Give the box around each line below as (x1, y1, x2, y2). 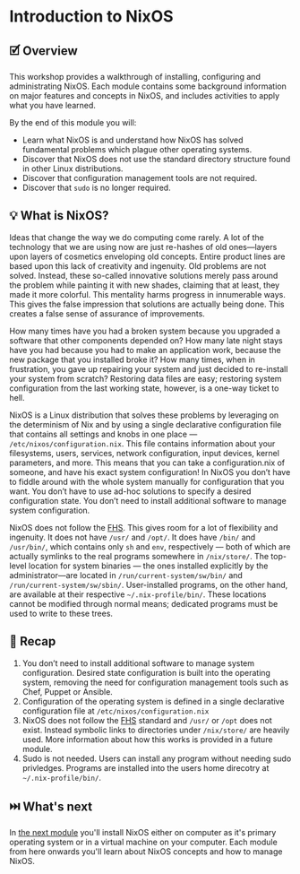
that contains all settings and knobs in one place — (9, 428, 198, 439)
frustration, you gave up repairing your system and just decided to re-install (9, 363, 288, 374)
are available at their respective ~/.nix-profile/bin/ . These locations (9, 589, 267, 600)
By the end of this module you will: (9, 117, 137, 127)
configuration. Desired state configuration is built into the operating (21, 667, 271, 678)
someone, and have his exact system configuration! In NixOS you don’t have (9, 466, 291, 477)
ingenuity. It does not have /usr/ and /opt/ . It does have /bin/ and (9, 532, 256, 542)
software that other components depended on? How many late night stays (9, 334, 284, 346)
